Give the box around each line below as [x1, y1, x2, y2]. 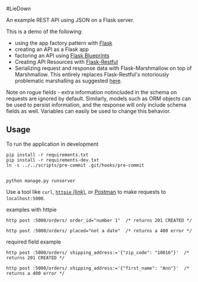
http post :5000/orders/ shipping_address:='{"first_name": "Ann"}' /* [6, 265, 190, 271]
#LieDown [6, 5, 31, 12]
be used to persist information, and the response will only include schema [6, 101, 187, 108]
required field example [6, 238, 61, 245]
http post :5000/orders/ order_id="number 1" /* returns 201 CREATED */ [6, 217, 193, 223]
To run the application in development [6, 140, 99, 148]
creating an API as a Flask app [14, 46, 89, 53]
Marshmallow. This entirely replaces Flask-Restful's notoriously [14, 71, 170, 78]
